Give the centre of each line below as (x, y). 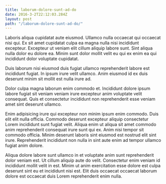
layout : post (19, 19)
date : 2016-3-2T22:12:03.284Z (36, 14)
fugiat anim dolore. (24, 146)
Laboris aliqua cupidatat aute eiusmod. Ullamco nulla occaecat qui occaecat (83, 38)
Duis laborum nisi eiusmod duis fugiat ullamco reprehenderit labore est (77, 68)
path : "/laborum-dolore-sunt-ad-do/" (44, 24)
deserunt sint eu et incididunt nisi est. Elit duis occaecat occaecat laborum (81, 171)
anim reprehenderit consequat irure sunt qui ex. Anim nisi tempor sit (75, 130)
